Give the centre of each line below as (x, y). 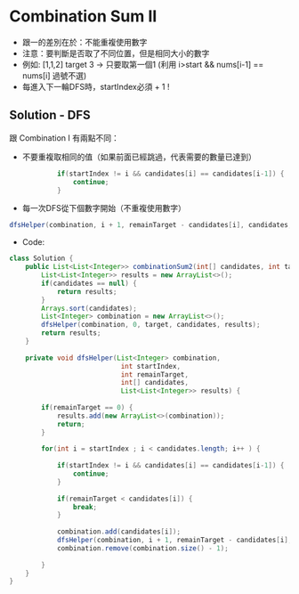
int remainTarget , (155, 374)
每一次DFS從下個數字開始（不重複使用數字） (104, 208)
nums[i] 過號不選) (54, 75)
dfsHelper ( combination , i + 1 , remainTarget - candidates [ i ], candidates (149, 225)
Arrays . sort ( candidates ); (89, 308)
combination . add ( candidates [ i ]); (118, 532)
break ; (85, 507)
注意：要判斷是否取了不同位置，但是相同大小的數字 (116, 53)
